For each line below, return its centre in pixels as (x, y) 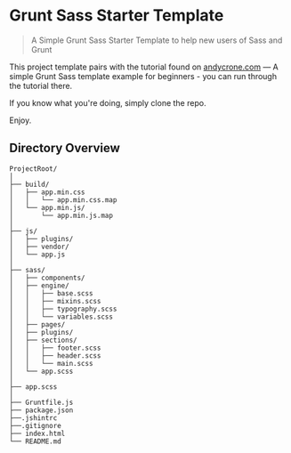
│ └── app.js (37, 255)
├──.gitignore (36, 425)
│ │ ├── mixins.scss (55, 301)
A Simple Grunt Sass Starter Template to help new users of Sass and (157, 40)
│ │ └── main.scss (51, 363)
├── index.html (37, 433)
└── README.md (36, 441)
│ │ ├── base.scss (51, 293)
